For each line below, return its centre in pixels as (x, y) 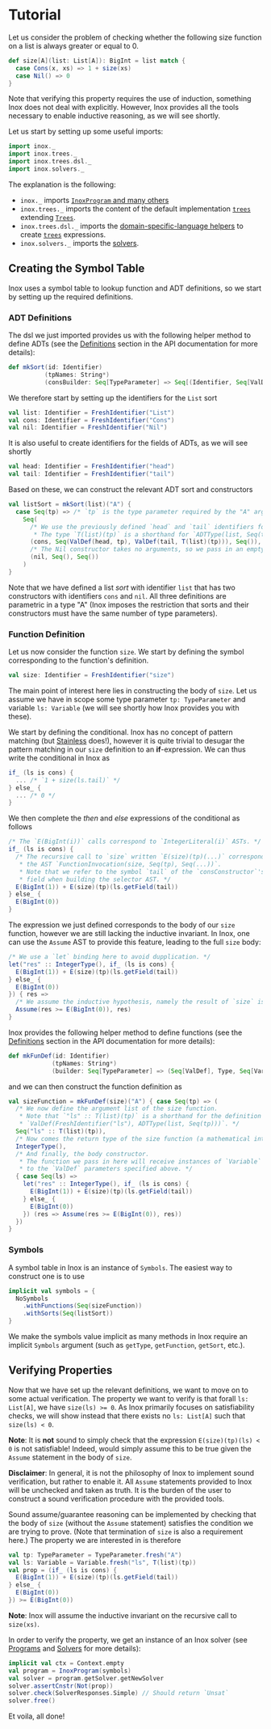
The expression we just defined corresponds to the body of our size (122, 925)
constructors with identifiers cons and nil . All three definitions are (118, 595)
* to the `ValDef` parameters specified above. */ (106, 1169)
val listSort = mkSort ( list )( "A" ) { (70, 504)
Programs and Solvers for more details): (75, 1648)
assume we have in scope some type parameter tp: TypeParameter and (127, 699)
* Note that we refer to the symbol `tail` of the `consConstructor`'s (142, 871)
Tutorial (35, 15)
